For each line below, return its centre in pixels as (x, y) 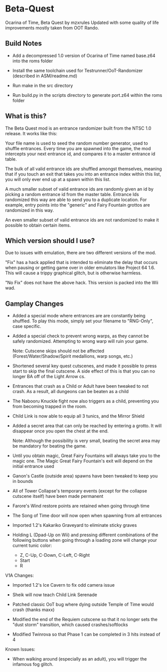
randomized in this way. (29, 210)
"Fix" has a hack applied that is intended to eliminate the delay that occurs (82, 262)
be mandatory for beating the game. (50, 446)
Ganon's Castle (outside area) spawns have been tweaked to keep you (85, 476)
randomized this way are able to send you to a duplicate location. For (76, 200)
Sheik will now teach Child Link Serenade (55, 595)
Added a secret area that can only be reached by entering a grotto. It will (87, 426)
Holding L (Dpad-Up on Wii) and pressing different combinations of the (85, 535)
